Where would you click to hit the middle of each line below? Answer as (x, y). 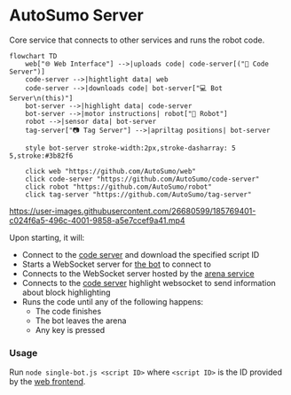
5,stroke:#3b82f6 (41, 156)
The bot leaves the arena (81, 321)
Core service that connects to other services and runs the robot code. (137, 40)
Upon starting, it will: (47, 237)
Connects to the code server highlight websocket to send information (149, 283)
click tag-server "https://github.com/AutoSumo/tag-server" (138, 194)
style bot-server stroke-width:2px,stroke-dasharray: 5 (131, 148)
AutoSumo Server (76, 15)
